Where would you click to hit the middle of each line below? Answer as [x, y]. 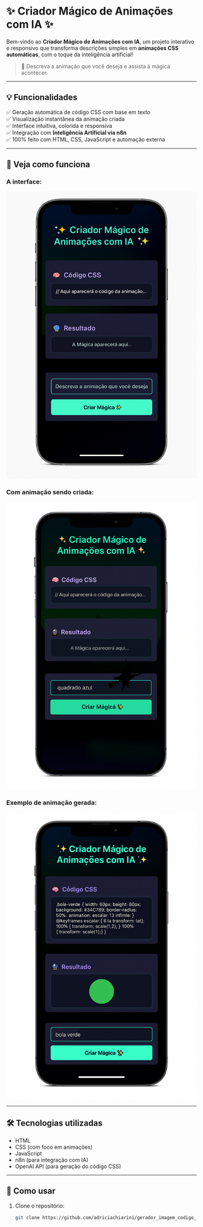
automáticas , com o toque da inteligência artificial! [70, 54]
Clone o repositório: [40, 1206]
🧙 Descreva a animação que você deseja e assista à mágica [95, 66]
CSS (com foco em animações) [54, 1147]
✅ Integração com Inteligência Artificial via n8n [66, 132]
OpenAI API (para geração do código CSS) [68, 1166]
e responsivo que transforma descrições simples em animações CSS [92, 48]
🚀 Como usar [31, 1191]
